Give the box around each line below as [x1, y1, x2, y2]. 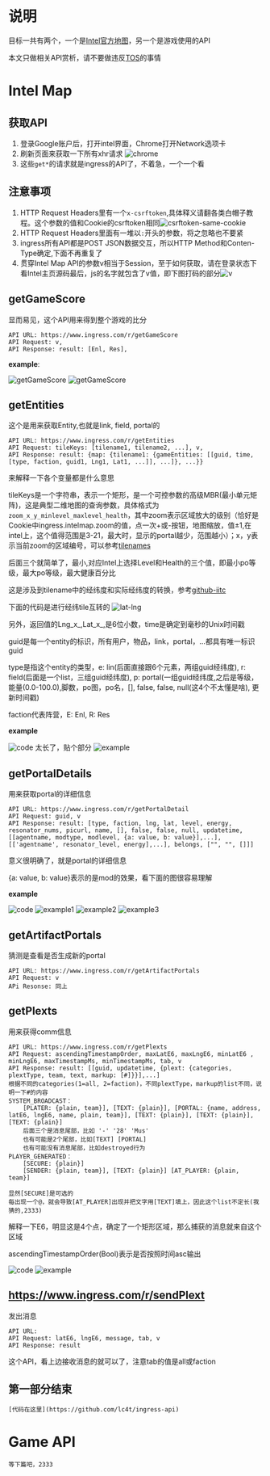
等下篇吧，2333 [8, 1461, 54, 1469]
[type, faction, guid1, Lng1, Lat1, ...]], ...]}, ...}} [8, 458, 204, 466]
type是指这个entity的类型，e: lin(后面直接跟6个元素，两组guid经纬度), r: [8, 662, 246, 672]
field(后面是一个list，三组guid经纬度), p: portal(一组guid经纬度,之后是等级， [8, 672, 259, 683]
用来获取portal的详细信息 [8, 789, 92, 799]
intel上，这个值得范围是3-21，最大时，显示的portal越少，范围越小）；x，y [8, 531, 251, 540]
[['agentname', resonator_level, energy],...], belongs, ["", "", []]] [8, 841, 254, 849]
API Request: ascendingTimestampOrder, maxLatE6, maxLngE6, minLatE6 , [8, 1049, 254, 1058]
